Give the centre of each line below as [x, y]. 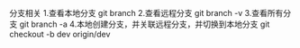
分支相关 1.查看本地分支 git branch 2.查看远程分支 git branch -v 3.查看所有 [146, 13]
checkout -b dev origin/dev [60, 34]
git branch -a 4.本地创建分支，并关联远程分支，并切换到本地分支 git [145, 24]
